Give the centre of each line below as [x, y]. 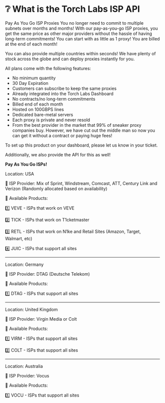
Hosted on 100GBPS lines [38, 109]
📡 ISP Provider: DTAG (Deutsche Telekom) [47, 274]
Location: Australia [24, 366]
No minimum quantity [34, 78]
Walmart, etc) [19, 238]
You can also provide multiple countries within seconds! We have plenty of [81, 53]
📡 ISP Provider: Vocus [27, 375]
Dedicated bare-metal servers [43, 114]
